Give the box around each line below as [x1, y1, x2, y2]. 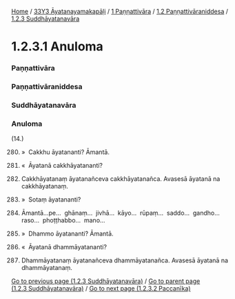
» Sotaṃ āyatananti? [21, 195, 81, 204]
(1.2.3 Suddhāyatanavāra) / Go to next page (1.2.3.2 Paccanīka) [11, 284, 192, 293]
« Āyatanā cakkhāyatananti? [21, 162, 103, 170]
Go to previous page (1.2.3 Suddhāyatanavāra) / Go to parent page [11, 277, 201, 285]
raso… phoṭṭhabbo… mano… [21, 216, 105, 224]
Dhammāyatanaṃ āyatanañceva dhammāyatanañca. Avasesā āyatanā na [21, 256, 229, 264]
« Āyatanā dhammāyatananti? [21, 243, 108, 251]
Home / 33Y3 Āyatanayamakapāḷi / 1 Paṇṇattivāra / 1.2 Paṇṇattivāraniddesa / [11, 8, 229, 15]
